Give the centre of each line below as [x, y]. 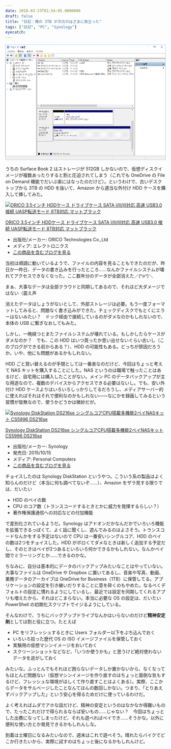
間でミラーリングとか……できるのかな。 [47, 555]
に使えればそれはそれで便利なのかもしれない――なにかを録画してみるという [85, 396]
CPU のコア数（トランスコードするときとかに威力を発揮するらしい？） [87, 506]
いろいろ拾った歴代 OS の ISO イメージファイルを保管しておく [78, 639]
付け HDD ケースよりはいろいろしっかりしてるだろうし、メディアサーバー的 [84, 390]
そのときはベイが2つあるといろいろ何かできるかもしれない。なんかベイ [89, 549]
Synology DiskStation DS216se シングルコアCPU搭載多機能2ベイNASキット [84, 430]
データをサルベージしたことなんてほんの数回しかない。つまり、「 [77, 688]
